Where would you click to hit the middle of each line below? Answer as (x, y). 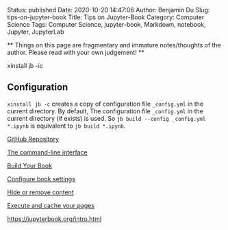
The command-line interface (47, 152)
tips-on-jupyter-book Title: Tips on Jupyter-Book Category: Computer (106, 17)
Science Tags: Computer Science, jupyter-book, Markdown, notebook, (107, 24)
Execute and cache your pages (51, 205)
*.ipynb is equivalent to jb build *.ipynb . (66, 126)
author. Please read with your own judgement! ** (76, 52)
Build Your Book (30, 165)
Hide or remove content (40, 192)
